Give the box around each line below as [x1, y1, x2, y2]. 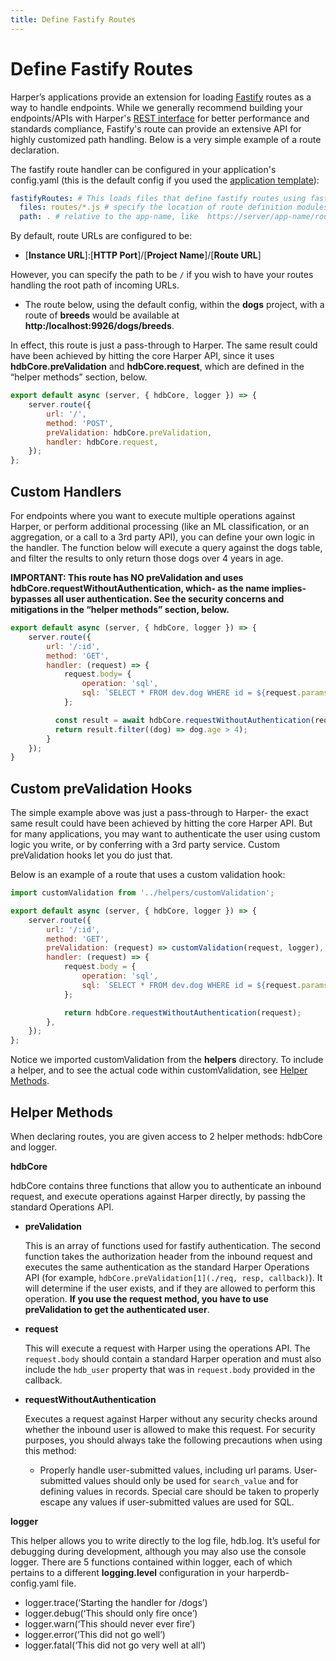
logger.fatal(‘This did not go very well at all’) [24, 1639, 207, 1651]
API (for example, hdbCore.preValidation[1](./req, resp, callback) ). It [24, 1272, 323, 1283]
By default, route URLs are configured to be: [10, 230, 193, 242]
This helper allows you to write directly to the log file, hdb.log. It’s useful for [10, 1535, 321, 1546]
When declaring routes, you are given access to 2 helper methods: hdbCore [10, 1131, 323, 1142]
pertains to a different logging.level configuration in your [10, 1567, 245, 1578]
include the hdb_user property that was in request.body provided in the [24, 1364, 316, 1375]
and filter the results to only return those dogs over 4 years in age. [10, 552, 284, 564]
